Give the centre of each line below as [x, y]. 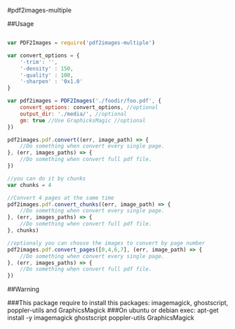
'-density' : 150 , [47, 69]
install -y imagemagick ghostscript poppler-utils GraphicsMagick [101, 318]
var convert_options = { [43, 56]
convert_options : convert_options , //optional [89, 108]
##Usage [21, 24]
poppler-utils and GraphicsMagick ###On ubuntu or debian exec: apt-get [113, 310]
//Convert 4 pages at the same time [61, 198]
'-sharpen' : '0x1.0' [51, 82]
